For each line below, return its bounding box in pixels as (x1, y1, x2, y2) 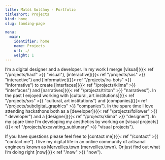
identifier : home (14, 39, 50, 44)
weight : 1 (14, 53, 34, 58)
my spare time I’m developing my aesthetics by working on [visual (5, 119, 139, 125)
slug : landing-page (5, 21, 45, 26)
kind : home (5, 16, 28, 21)
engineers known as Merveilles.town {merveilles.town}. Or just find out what (5, 144, 160, 150)
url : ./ (14, 48, 30, 53)
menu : (5, 30, 16, 35)
